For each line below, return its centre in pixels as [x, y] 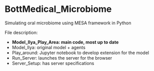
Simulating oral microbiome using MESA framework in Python [68, 23]
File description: [21, 32]
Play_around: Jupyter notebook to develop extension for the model [80, 53]
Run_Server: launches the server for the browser [62, 58]
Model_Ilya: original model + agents [48, 47]
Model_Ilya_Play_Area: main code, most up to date [65, 42]
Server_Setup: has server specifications [53, 63]
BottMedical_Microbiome [58, 9]
